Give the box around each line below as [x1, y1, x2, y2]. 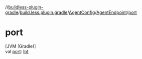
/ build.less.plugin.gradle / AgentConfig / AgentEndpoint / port [18, 9, 137, 15]
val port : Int [5, 48, 29, 54]
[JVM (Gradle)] [5, 43, 36, 49]
